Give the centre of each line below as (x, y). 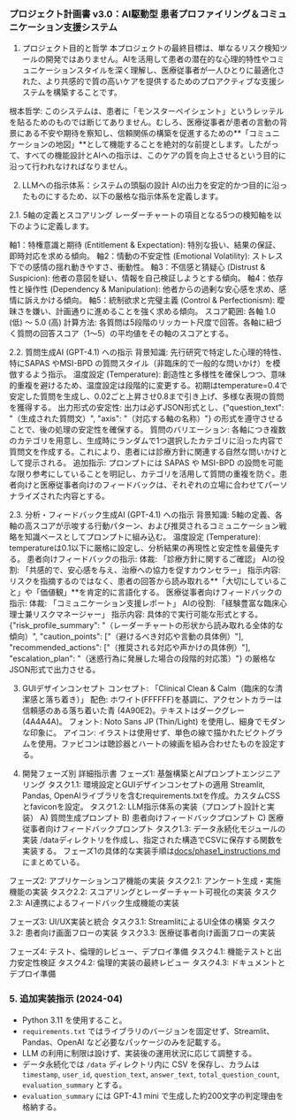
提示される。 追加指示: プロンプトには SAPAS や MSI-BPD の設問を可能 (154, 463)
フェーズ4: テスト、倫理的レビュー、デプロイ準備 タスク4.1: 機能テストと (141, 952)
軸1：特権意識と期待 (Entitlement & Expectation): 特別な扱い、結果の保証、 (145, 245)
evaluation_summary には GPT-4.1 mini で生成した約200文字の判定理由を (153, 1095)
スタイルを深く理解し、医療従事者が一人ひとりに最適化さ (181, 70)
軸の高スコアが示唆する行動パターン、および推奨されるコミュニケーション (144, 526)
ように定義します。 (59, 226)
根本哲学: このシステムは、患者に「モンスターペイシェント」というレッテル (147, 111)
